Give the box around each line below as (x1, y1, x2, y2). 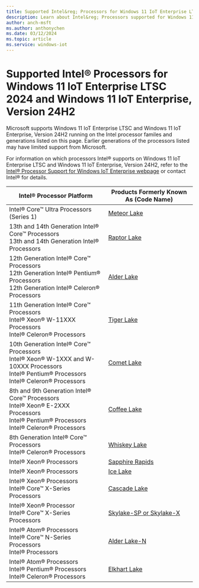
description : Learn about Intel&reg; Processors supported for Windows (6, 14, 187, 20)
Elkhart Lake (108, 565, 143, 573)
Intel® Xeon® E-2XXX (9, 401, 70, 409)
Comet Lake (108, 358, 142, 367)
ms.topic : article (6, 36, 52, 42)
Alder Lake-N (108, 536, 147, 545)
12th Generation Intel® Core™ (9, 254, 91, 262)
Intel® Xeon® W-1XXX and (9, 355, 84, 363)
